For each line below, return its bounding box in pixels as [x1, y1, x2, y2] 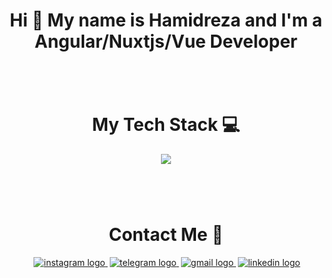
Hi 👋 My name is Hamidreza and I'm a [9, 9, 323, 32]
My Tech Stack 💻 [91, 114, 241, 136]
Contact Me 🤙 [108, 224, 224, 246]
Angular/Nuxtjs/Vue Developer [34, 30, 298, 53]
